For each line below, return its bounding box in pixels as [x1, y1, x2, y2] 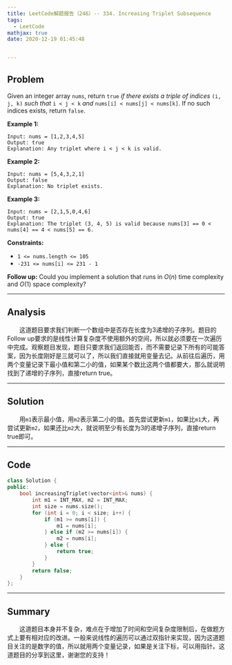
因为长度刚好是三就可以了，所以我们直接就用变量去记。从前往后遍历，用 [19, 351, 225, 360]
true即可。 [7, 432, 37, 441]
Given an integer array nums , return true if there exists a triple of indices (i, [7, 91, 222, 100]
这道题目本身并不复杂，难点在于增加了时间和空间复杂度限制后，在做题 [19, 625, 219, 633]
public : [7, 484, 30, 491]
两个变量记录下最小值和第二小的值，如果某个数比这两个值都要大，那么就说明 [7, 360, 225, 368]
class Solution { [7, 477, 57, 484]
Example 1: [7, 119, 39, 128]
